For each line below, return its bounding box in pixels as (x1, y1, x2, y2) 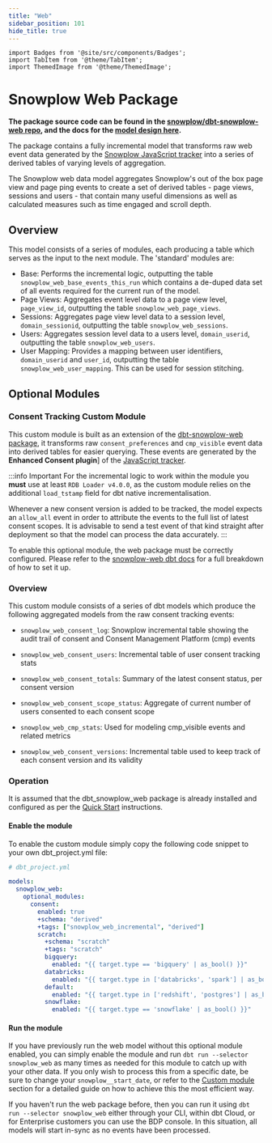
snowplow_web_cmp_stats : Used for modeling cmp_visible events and (19, 722, 245, 732)
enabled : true (37, 908, 85, 916)
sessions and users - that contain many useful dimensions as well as (8, 191, 237, 201)
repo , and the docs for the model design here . (24, 125, 182, 135)
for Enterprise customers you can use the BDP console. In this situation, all (8, 1117, 257, 1127)
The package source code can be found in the (8, 116, 166, 126)
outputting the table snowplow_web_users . (19, 337, 155, 348)
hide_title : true (8, 27, 67, 35)
